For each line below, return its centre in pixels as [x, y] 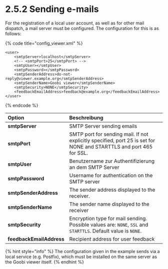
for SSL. [79, 153]
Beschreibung [86, 117]
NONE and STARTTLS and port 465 [111, 147]
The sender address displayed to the [112, 190]
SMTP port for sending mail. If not [109, 134]
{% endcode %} [22, 105]
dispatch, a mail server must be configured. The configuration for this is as [82, 28]
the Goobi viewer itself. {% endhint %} [44, 262]
